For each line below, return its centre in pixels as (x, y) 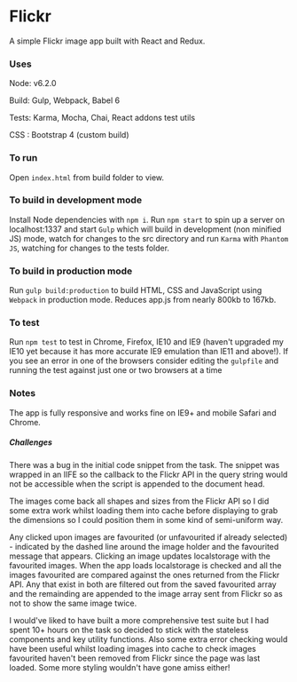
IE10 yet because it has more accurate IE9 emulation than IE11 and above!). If (149, 352)
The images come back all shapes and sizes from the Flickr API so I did (139, 501)
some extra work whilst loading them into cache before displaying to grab (144, 510)
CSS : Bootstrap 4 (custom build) (70, 135)
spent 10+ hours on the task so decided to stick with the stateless (129, 630)
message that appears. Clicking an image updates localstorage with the (140, 556)
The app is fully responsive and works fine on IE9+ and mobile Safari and (143, 412)
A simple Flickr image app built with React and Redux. (107, 41)
